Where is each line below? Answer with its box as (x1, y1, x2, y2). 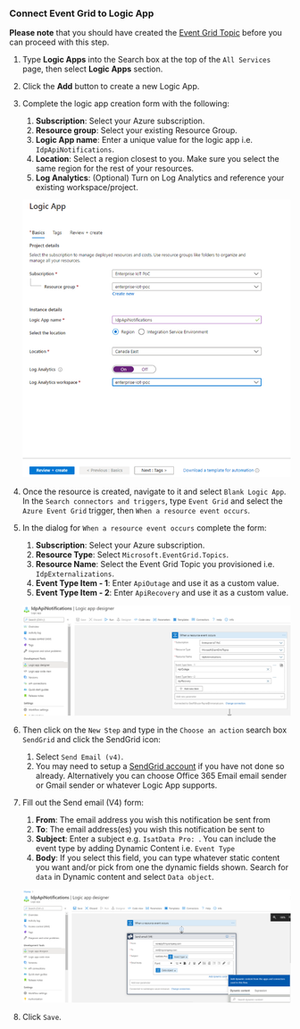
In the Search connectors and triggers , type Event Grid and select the (21, 496, 283, 506)
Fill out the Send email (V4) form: (21, 798, 145, 808)
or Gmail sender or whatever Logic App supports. (35, 780, 218, 791)
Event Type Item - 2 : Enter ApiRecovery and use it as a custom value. (35, 588, 289, 598)
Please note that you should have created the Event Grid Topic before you (9, 28, 283, 38)
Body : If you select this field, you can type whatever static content (35, 852, 280, 864)
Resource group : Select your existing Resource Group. (35, 125, 238, 136)
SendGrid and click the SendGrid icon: (21, 734, 161, 745)
